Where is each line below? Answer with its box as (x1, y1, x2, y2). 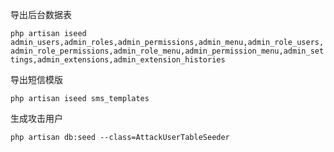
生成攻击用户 (10, 113, 63, 124)
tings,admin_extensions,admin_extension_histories (10, 55, 226, 65)
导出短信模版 (10, 74, 63, 85)
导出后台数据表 (10, 9, 72, 20)
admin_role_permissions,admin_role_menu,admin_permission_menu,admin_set (10, 46, 325, 56)
